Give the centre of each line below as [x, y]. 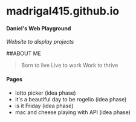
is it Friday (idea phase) [44, 106]
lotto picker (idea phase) [46, 93]
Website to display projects [40, 42]
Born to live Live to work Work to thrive [70, 66]
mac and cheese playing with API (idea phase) [73, 112]
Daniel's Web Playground [39, 28]
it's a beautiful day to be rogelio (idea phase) [71, 99]
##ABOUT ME [24, 53]
